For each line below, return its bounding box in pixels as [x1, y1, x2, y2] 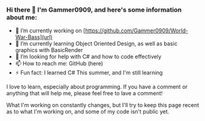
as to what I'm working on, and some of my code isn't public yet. [6, 108, 170, 116]
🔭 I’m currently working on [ [15, 27, 86, 34]
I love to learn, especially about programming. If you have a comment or [6, 83, 188, 90]
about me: [6, 13, 38, 21]
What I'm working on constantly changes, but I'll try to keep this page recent [6, 101, 199, 109]
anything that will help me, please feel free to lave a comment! [6, 90, 163, 97]
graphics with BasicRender [15, 46, 83, 54]
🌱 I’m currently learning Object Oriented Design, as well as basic [15, 40, 177, 48]
